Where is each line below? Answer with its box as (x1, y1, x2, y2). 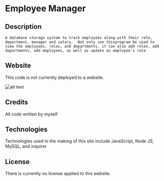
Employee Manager (5, 3, 86, 14)
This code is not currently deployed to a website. (5, 74, 104, 80)
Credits (5, 98, 28, 107)
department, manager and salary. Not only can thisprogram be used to (5, 40, 155, 45)
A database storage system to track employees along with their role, (5, 35, 153, 40)
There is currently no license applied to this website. (5, 171, 111, 177)
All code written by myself (5, 111, 58, 117)
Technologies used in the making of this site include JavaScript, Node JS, (5, 138, 154, 144)
